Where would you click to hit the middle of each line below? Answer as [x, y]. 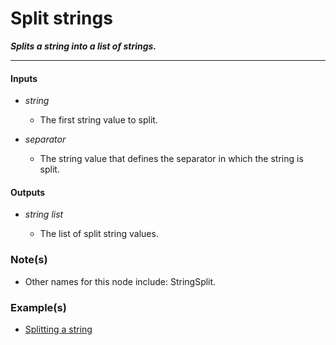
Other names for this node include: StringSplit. [120, 281]
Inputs [24, 78]
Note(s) [29, 260]
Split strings [61, 18]
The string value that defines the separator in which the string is [171, 159]
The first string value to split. [98, 120]
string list [44, 214]
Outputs [28, 192]
